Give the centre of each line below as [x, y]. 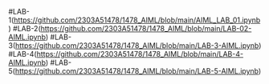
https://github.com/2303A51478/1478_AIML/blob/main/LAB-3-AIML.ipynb [137, 46]
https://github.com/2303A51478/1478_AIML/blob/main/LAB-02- [146, 28]
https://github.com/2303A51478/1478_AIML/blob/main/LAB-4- [140, 54]
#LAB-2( [27, 28]
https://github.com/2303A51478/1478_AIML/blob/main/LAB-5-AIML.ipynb [137, 71]
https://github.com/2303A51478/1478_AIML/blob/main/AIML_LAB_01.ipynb [137, 20]
